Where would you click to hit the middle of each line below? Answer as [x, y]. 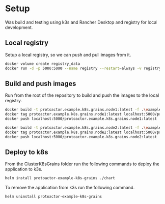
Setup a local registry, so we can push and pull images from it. [68, 55]
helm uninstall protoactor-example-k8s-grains [54, 197]
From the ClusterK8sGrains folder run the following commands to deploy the [82, 164]
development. [19, 27]
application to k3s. [24, 169]
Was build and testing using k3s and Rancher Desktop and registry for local [82, 22]
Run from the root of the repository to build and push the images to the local [82, 95]
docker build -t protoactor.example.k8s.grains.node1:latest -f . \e [77, 110]
